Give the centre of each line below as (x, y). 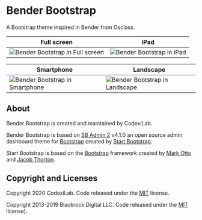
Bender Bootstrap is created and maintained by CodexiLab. (79, 123)
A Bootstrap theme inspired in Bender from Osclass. (71, 27)
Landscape (149, 69)
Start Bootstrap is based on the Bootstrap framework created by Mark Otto (99, 153)
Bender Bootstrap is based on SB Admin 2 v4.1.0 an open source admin (94, 135)
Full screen (57, 42)
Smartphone (55, 69)
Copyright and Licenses (52, 178)
